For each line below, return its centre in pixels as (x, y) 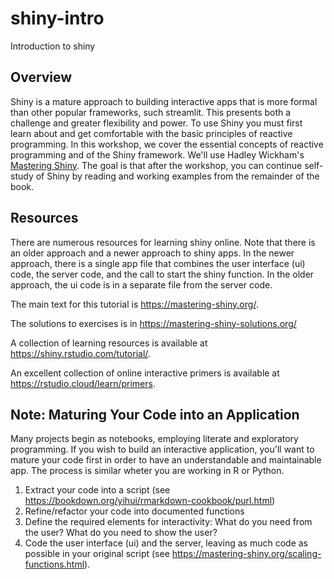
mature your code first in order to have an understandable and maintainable (166, 460)
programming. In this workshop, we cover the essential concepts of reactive (167, 144)
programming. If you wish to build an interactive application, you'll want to (162, 449)
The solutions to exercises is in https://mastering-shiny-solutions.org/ (153, 323)
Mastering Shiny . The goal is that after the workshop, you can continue (156, 165)
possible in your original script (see (97, 554)
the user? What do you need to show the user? (121, 533)
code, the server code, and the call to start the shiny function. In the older (162, 274)
